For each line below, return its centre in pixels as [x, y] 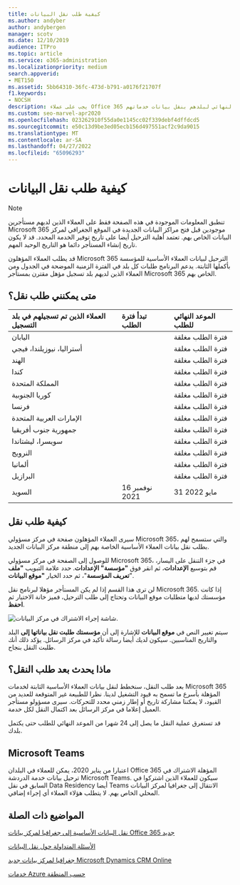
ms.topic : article [35, 54]
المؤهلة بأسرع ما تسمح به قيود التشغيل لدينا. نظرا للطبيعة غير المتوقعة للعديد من [114, 694]
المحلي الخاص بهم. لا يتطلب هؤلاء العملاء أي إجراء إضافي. [84, 793]
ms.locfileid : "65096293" [46, 153]
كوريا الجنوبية [31, 395]
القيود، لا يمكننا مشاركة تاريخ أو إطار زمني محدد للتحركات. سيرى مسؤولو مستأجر [115, 702]
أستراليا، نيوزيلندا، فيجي [47, 348]
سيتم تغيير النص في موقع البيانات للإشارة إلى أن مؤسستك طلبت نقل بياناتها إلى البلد [118, 632]
